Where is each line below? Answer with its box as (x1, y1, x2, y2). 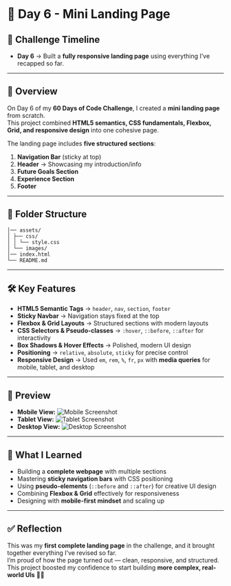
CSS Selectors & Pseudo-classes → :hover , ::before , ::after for (16, 327, 204, 335)
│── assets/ (7, 227, 41, 234)
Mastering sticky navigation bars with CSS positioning (16, 475, 173, 483)
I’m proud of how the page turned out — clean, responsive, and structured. (7, 556, 220, 564)
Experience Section (16, 174, 75, 183)
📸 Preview (7, 390, 51, 401)
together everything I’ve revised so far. (7, 548, 117, 557)
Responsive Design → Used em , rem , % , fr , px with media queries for (16, 356, 211, 364)
